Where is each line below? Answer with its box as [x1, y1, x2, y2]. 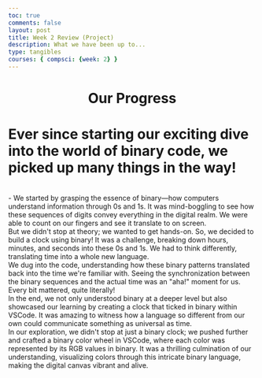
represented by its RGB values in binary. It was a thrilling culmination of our [8, 344, 252, 353]
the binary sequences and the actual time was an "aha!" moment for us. [8, 277, 242, 286]
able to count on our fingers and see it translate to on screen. [8, 218, 207, 228]
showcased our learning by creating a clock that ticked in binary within [8, 302, 238, 311]
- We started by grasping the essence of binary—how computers [8, 194, 220, 202]
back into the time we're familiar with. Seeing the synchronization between [8, 269, 250, 278]
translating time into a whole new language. [8, 252, 149, 261]
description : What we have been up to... [8, 41, 146, 49]
